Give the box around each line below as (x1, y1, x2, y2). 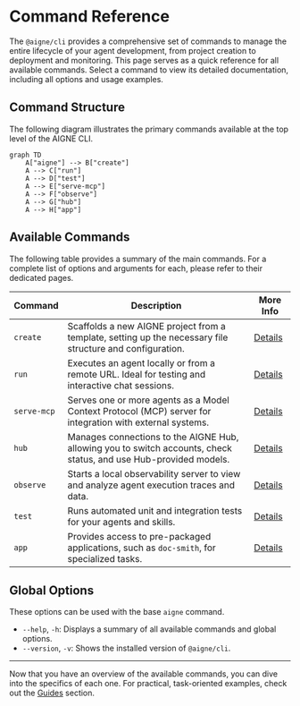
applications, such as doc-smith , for (67, 541, 216, 554)
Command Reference (9, 6, 170, 27)
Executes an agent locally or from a (67, 356, 216, 369)
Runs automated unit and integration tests (67, 504, 243, 516)
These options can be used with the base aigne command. (9, 607, 225, 617)
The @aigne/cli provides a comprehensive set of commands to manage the (9, 36, 287, 47)
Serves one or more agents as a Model (67, 394, 229, 406)
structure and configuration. (67, 342, 185, 354)
